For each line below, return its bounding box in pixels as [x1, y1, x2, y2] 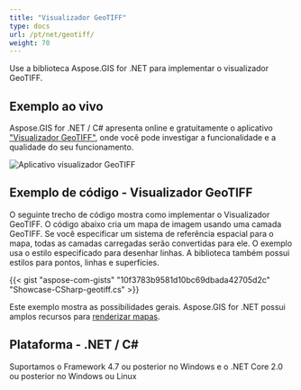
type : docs [9, 22, 50, 31]
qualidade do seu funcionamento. [9, 141, 134, 153]
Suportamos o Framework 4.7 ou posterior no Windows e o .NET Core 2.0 [9, 361, 284, 372]
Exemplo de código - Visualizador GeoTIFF [9, 186, 253, 201]
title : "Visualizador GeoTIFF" [9, 13, 127, 23]
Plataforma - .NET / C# [9, 337, 140, 352]
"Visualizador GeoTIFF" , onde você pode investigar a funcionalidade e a [9, 132, 277, 143]
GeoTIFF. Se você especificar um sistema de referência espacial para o [9, 228, 274, 239]
